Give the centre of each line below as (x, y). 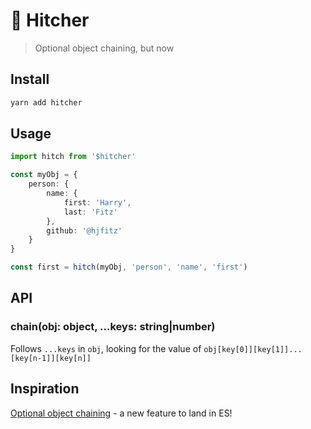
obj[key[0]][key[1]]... (253, 349)
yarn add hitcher (46, 102)
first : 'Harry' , (97, 202)
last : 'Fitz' (90, 212)
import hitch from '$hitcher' (73, 157)
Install (30, 79)
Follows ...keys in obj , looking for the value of (106, 348)
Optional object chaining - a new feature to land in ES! (121, 413)
